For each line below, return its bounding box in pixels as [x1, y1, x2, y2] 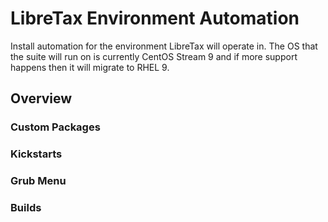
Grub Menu [10, 174, 67, 188]
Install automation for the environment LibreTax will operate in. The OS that [10, 40, 318, 52]
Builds [10, 201, 42, 215]
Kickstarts [10, 147, 63, 161]
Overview [10, 90, 73, 107]
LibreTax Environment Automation [10, 7, 300, 30]
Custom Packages [10, 120, 101, 134]
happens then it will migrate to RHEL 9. [10, 61, 170, 73]
